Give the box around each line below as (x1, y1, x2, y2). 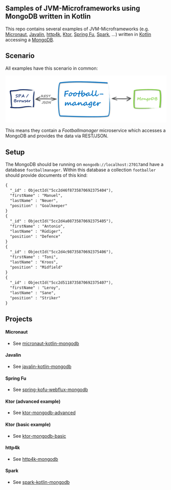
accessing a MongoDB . (5, 36, 55, 43)
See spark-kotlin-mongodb (12, 479, 70, 485)
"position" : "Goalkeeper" (10, 203, 68, 209)
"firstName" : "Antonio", (10, 224, 66, 229)
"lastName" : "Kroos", (10, 260, 58, 265)
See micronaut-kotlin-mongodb (12, 340, 79, 346)
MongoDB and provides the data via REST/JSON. (5, 133, 109, 139)
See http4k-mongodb (12, 456, 58, 462)
